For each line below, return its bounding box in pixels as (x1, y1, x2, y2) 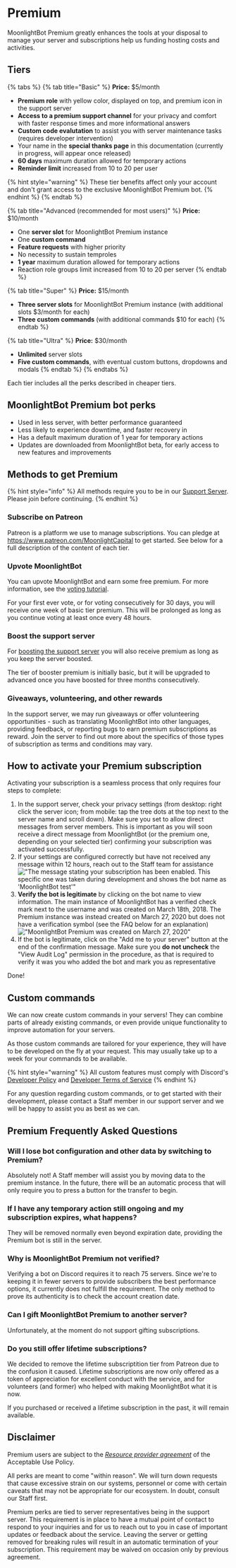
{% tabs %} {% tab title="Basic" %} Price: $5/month (7, 83, 160, 91)
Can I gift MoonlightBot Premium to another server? (7, 1310, 188, 1320)
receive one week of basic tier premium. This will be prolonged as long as (7, 606, 222, 614)
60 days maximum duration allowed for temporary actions (17, 156, 187, 165)
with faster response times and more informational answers (17, 119, 190, 127)
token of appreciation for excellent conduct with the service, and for (7, 1375, 205, 1383)
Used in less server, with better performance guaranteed (17, 418, 182, 426)
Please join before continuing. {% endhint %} (7, 495, 139, 503)
